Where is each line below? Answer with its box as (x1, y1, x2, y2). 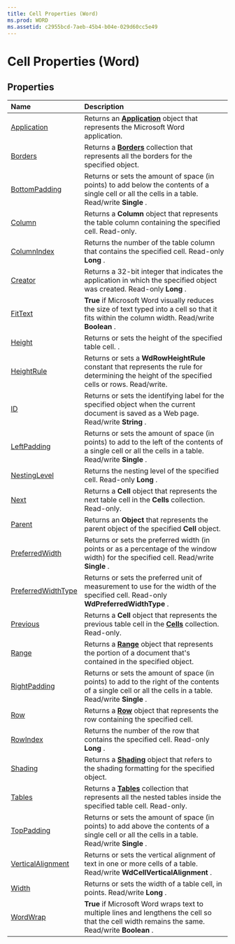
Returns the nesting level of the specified (83, 466, 219, 476)
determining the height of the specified (83, 371, 212, 381)
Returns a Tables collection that (83, 784, 189, 794)
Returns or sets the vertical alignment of (83, 850, 216, 860)
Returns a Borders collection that (83, 143, 194, 153)
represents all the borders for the (83, 151, 192, 161)
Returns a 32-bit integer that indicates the (83, 267, 223, 276)
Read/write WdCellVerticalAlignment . (83, 868, 212, 878)
